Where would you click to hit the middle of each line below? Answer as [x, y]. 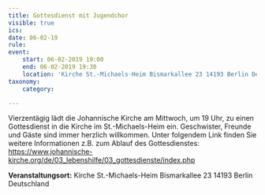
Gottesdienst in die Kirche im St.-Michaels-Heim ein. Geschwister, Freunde [130, 126]
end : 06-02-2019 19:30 [60, 67]
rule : [17, 45]
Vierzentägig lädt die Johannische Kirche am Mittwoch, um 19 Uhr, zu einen [131, 118]
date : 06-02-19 [33, 37]
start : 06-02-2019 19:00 [63, 60]
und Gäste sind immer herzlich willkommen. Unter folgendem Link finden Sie [132, 135]
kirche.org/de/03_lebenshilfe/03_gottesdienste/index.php [102, 160]
